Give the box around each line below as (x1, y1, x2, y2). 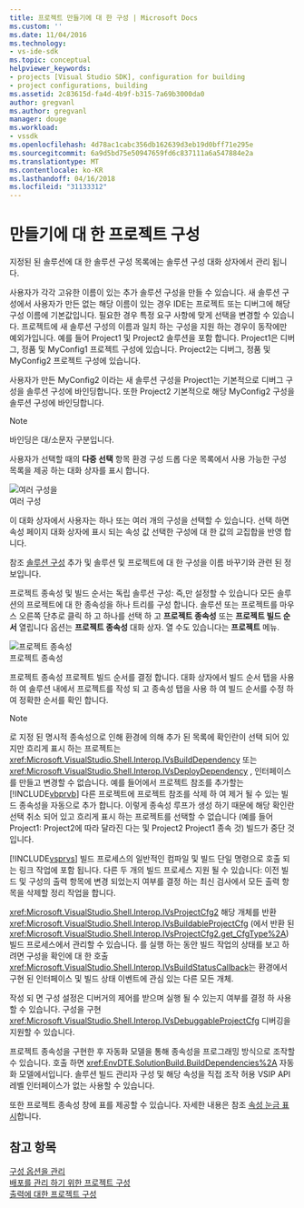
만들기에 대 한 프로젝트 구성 (9, 225, 201, 246)
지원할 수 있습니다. (9, 1027, 75, 1038)
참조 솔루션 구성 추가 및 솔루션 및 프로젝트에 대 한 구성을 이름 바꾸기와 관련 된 (9, 557, 283, 569)
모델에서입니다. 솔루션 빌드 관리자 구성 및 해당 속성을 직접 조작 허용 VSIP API (18, 1069, 291, 1080)
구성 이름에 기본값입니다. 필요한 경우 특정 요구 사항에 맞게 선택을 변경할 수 (9, 310, 270, 321)
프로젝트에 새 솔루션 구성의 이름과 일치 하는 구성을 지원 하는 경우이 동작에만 (21, 321, 288, 332)
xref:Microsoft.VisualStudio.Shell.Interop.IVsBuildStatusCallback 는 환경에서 (9, 961, 288, 973)
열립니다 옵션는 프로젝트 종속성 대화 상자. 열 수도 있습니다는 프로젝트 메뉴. (18, 622, 279, 633)
